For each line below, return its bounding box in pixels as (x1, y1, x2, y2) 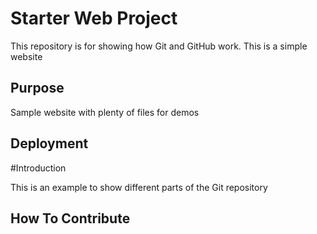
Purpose (10, 80, 65, 97)
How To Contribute (10, 210, 131, 227)
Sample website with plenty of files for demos (10, 106, 200, 118)
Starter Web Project (10, 7, 178, 30)
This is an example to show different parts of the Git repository (10, 181, 268, 193)
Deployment (10, 135, 89, 152)
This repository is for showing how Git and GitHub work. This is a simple (10, 40, 308, 52)
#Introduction (10, 162, 67, 174)
